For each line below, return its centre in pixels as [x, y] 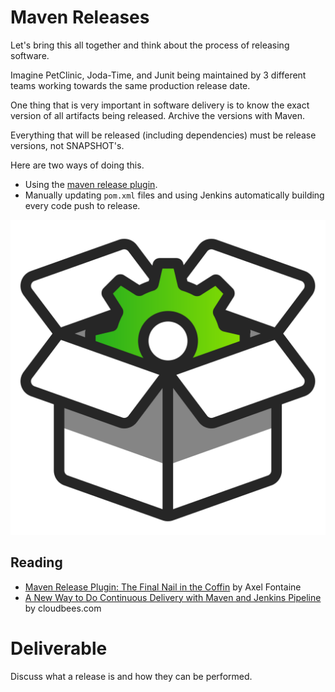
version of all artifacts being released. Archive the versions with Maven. [158, 115]
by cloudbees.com [63, 608]
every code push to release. [82, 205]
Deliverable [59, 648]
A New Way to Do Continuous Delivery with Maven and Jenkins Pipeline [173, 597]
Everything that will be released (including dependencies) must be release [163, 135]
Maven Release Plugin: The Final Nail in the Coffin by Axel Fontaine [163, 587]
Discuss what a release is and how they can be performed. [131, 676]
